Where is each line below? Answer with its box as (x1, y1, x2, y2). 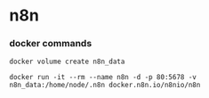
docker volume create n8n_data (9, 57, 125, 67)
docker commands (9, 37, 92, 50)
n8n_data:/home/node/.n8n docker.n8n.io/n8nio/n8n (9, 81, 201, 90)
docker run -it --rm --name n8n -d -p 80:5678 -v (9, 73, 197, 82)
